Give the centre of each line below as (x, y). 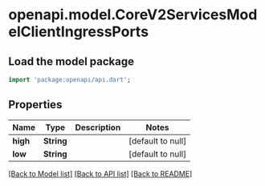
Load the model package (71, 61)
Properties (35, 105)
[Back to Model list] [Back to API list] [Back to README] (100, 173)
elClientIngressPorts (79, 32)
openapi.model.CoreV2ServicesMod (133, 15)
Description (98, 127)
